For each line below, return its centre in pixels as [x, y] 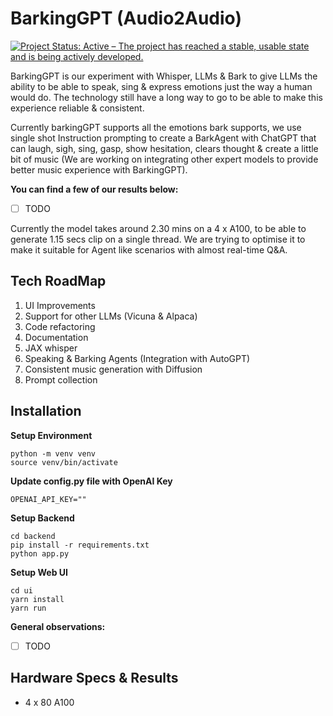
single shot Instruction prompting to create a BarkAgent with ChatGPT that [163, 138]
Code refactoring [60, 326]
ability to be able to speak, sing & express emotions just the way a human [161, 86]
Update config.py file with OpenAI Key [91, 481]
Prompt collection [61, 379]
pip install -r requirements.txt [80, 545]
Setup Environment [51, 435]
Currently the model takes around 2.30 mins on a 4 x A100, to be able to [158, 228]
